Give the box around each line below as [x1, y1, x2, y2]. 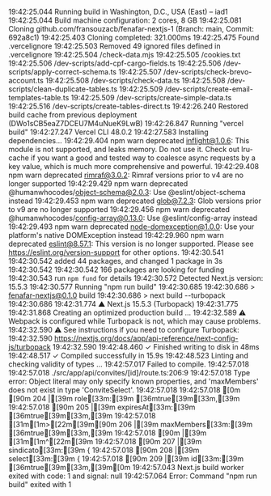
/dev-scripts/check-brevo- [163, 67, 252, 76]
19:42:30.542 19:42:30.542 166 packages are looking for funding [8, 265, 225, 274]
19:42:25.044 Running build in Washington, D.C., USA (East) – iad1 [8, 7, 228, 16]
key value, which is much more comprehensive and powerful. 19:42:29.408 [8, 162, 260, 171]
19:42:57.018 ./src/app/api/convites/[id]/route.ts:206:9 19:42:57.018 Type [8, 368, 251, 377]
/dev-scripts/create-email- [164, 84, 253, 94]
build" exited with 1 [8, 480, 71, 489]
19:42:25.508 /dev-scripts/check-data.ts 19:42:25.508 [45, 76, 226, 85]
